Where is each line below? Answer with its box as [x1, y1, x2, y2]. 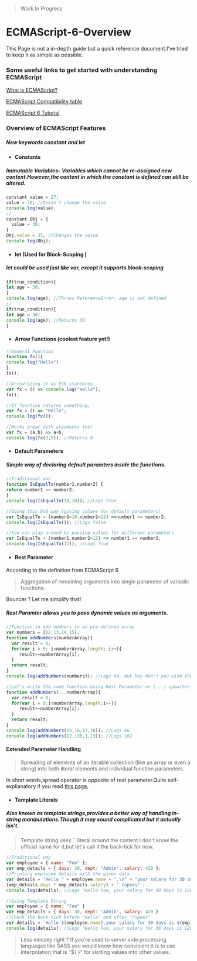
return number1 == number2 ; [6, 487, 75, 493]
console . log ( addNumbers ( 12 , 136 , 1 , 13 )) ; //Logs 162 [6, 733, 133, 739]
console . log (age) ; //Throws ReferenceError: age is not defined [6, 295, 167, 302]
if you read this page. [37, 782, 89, 790]
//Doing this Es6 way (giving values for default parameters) [6, 508, 161, 514]
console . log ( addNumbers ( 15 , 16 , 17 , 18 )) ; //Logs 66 [6, 728, 130, 733]
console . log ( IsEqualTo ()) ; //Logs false [6, 519, 107, 525]
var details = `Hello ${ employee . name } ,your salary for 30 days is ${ [6, 920, 182, 926]
